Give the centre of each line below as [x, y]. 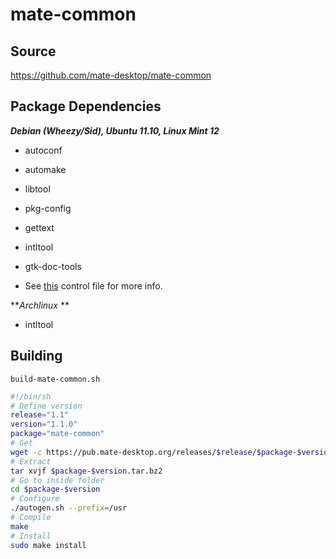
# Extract [31, 461]
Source [33, 51]
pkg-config [48, 208]
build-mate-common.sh [55, 379]
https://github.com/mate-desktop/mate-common [111, 75]
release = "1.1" [40, 415]
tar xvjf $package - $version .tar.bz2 [86, 471]
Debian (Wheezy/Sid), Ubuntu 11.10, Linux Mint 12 [115, 130]
